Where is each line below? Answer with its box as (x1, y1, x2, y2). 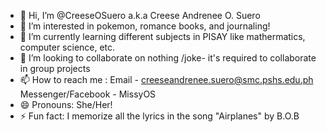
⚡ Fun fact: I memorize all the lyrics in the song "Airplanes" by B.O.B (19, 110, 300, 122)
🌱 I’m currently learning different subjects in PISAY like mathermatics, (19, 31, 306, 42)
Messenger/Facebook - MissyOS (19, 88, 157, 100)
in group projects (19, 63, 91, 74)
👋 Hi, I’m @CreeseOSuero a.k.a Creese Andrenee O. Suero (19, 10, 261, 21)
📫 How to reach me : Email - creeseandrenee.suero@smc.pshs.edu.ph (19, 74, 314, 85)
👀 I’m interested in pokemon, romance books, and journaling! (19, 20, 271, 32)
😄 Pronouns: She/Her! (19, 99, 113, 110)
